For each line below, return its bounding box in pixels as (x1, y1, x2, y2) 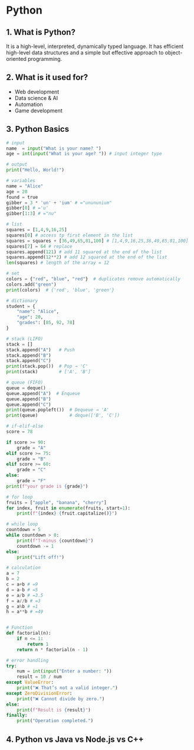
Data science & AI (14, 94, 58, 101)
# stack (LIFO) (6, 335, 44, 342)
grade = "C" (17, 467, 46, 473)
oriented (6, 56, 27, 62)
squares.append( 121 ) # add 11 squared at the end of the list (6, 249, 162, 255)
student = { (6, 303, 35, 309)
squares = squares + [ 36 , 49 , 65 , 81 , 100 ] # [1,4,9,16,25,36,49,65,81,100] (6, 238, 189, 244)
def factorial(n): (6, 631, 51, 636)
